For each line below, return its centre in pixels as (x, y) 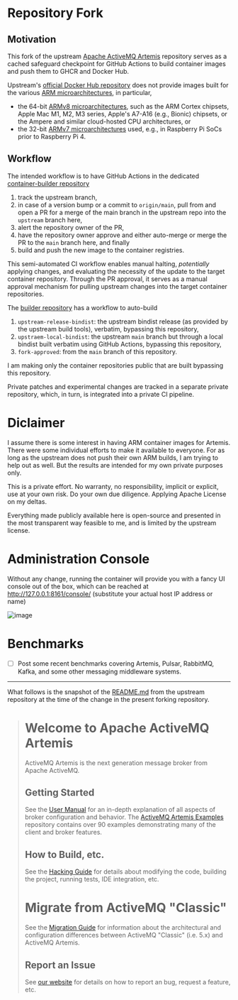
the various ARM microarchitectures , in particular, (80, 93)
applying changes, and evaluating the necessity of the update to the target (116, 271)
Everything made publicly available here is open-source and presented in (114, 515)
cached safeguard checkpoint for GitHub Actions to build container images (117, 64)
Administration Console (79, 559)
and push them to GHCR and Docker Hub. (68, 71)
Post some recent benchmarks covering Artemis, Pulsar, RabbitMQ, (116, 663)
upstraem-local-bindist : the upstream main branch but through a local (120, 336)
